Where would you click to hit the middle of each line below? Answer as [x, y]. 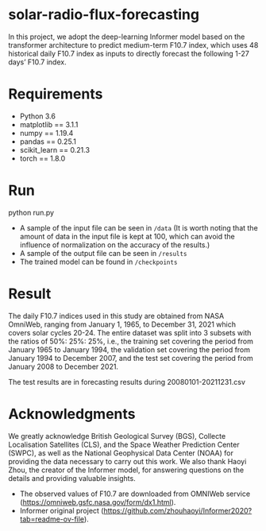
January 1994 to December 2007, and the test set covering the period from [131, 358]
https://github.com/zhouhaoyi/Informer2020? [177, 510]
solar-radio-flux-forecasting [104, 15]
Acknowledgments [72, 414]
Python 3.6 [37, 116]
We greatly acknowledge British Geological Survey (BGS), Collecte [117, 436]
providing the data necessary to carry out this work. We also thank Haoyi [127, 461]
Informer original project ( [62, 510]
